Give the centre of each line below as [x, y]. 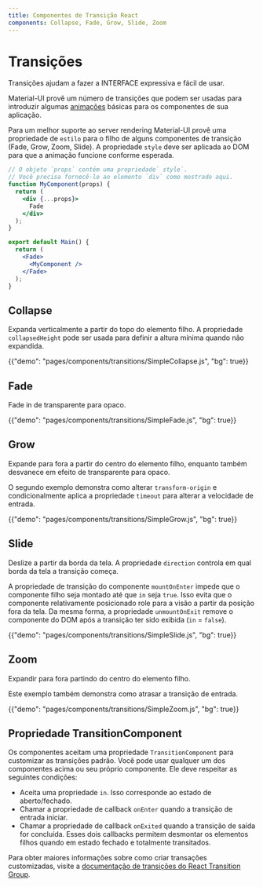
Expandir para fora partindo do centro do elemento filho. [99, 678]
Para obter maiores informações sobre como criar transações [108, 858]
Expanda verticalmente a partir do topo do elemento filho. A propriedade [126, 330]
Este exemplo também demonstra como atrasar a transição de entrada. [123, 694]
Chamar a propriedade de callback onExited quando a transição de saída [137, 826]
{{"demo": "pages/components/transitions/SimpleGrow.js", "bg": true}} [123, 519]
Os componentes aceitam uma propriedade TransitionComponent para [121, 752]
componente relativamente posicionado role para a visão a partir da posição [131, 603]
